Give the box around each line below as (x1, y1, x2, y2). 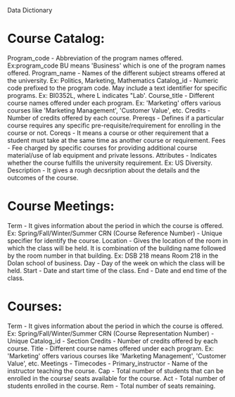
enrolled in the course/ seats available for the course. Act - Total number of (7, 374, 226, 382)
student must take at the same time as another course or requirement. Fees (7, 136, 226, 144)
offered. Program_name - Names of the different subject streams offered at (7, 68, 226, 77)
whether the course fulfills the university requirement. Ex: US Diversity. (7, 158, 213, 167)
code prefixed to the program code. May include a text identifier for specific (7, 84, 227, 92)
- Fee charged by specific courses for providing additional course (7, 144, 198, 152)
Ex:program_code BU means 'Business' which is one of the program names (7, 61, 226, 70)
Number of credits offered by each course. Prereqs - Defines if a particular (7, 113, 224, 122)
